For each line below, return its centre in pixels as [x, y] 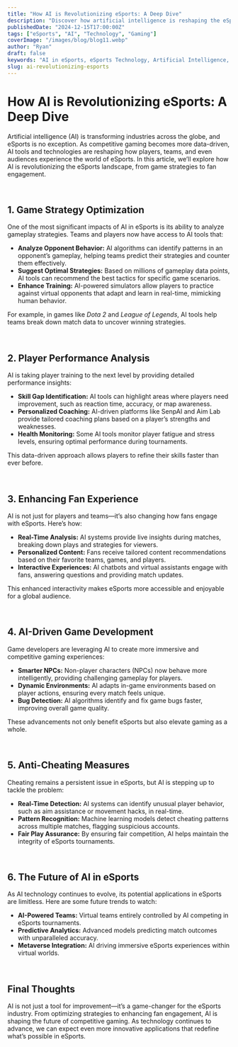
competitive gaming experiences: [56, 657]
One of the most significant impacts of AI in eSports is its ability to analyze [116, 227]
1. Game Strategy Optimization [76, 210]
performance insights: [40, 383]
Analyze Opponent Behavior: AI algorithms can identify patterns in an [120, 248]
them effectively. [42, 264]
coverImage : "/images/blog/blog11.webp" [68, 40]
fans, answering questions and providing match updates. [101, 575]
